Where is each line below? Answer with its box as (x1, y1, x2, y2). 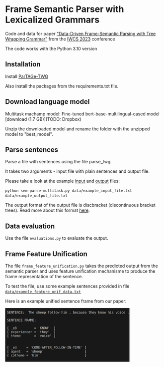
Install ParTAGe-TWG (5, 73, 49, 79)
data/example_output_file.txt (5, 193, 68, 198)
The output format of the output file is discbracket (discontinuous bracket (5, 202, 156, 208)
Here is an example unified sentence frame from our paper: (5, 298, 127, 304)
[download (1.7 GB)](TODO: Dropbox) (5, 116, 82, 122)
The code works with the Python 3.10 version (5, 45, 97, 51)
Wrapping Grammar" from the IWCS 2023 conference (5, 36, 115, 42)
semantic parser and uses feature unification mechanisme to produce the (5, 268, 156, 274)
